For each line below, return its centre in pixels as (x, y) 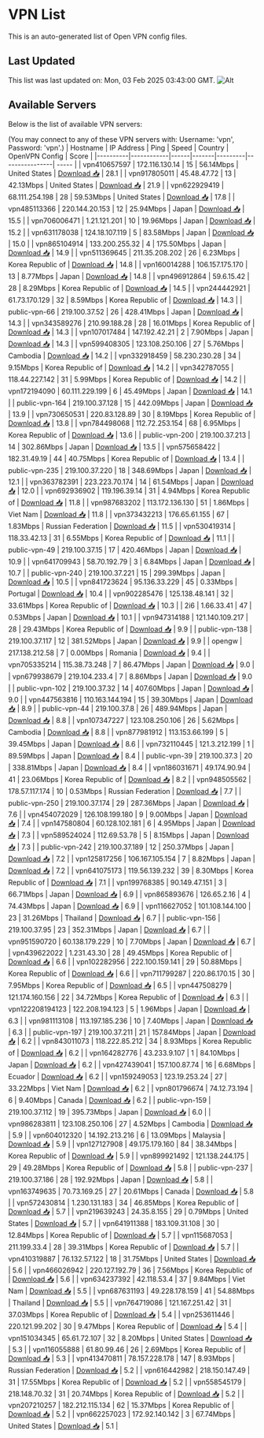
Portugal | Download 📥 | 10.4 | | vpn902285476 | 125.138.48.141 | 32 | (121, 594)
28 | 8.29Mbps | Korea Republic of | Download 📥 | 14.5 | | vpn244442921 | (129, 288)
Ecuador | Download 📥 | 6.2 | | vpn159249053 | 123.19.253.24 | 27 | (118, 1076)
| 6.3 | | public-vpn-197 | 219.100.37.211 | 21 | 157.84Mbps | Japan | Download (132, 1032)
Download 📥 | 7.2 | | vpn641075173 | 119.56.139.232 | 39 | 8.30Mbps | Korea (131, 870)
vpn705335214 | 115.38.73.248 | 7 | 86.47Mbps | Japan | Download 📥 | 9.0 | (132, 665)
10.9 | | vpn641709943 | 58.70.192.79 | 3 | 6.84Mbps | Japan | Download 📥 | (132, 561)
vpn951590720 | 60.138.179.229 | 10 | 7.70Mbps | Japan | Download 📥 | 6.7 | (132, 941)
